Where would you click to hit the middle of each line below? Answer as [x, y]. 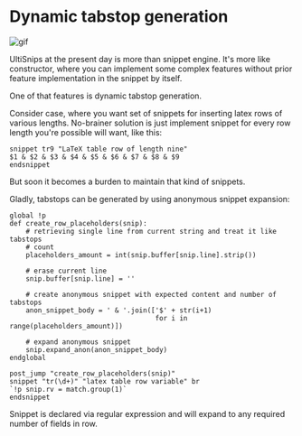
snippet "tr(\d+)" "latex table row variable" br [105, 381]
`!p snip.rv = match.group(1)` [68, 389]
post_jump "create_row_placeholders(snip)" [93, 373]
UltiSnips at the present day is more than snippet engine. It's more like [140, 59]
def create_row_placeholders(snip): [78, 223]
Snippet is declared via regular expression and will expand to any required [147, 413]
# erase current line [66, 271]
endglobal [28, 357]
